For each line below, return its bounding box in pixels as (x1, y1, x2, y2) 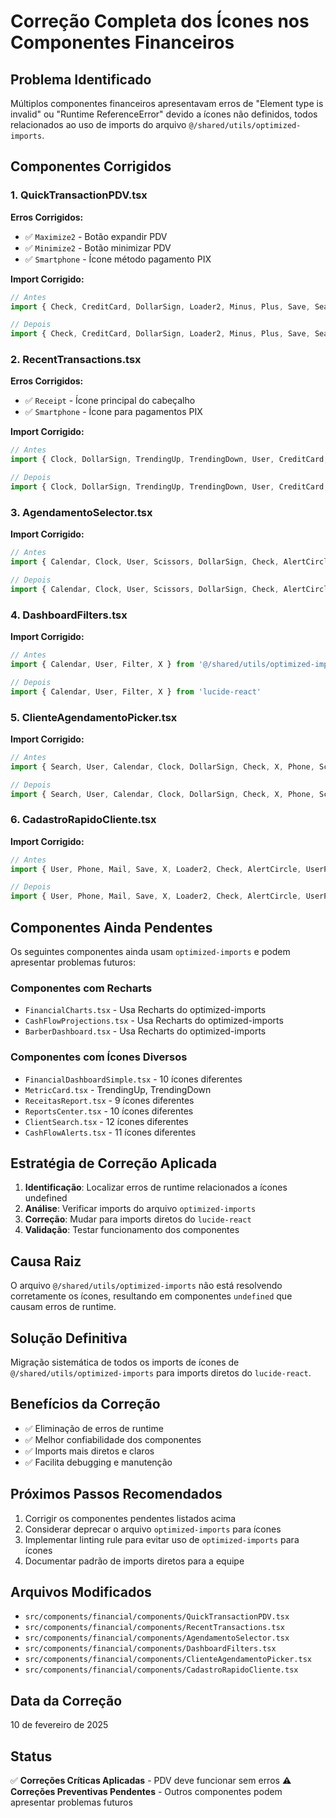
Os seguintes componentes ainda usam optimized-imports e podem (10, 945, 291, 957)
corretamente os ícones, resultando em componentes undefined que (10, 1290, 293, 1302)
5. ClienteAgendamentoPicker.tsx (10, 710, 178, 724)
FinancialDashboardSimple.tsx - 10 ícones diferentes (24, 1073, 243, 1085)
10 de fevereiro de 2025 (10, 1719, 109, 1731)
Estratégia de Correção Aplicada (10, 1155, 218, 1172)
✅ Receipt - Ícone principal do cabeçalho (24, 395, 196, 407)
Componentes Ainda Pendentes (10, 919, 213, 936)
